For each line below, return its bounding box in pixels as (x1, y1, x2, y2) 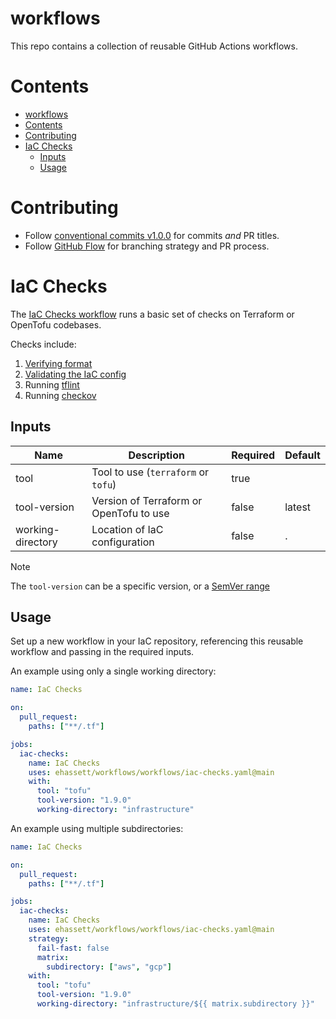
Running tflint (24, 378, 80, 391)
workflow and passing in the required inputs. (10, 646, 195, 658)
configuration (91, 535, 155, 549)
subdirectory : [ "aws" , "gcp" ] (46, 962, 172, 972)
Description (128, 448, 185, 462)
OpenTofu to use (91, 506, 170, 520)
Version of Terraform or (91, 493, 203, 507)
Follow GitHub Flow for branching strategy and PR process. (24, 240, 270, 252)
